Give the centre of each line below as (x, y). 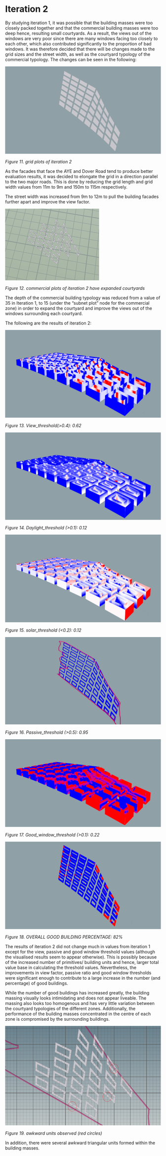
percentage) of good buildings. (37, 983)
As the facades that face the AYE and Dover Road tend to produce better (79, 171)
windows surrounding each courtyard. (44, 314)
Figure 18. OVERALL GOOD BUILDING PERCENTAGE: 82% (64, 937)
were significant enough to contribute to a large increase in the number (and (83, 978)
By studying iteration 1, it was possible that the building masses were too (79, 23)
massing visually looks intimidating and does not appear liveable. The (76, 998)
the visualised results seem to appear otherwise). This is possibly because (81, 957)
